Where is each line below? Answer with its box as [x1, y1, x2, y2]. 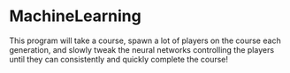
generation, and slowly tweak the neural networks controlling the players [9, 44, 275, 55]
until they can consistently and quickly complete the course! [9, 54, 228, 64]
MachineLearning [9, 6, 141, 26]
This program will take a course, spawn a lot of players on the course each [9, 35, 281, 46]
